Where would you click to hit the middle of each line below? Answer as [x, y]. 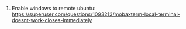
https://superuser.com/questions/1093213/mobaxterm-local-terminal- [96, 14]
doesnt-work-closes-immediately [52, 20]
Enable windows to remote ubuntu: [54, 8]
